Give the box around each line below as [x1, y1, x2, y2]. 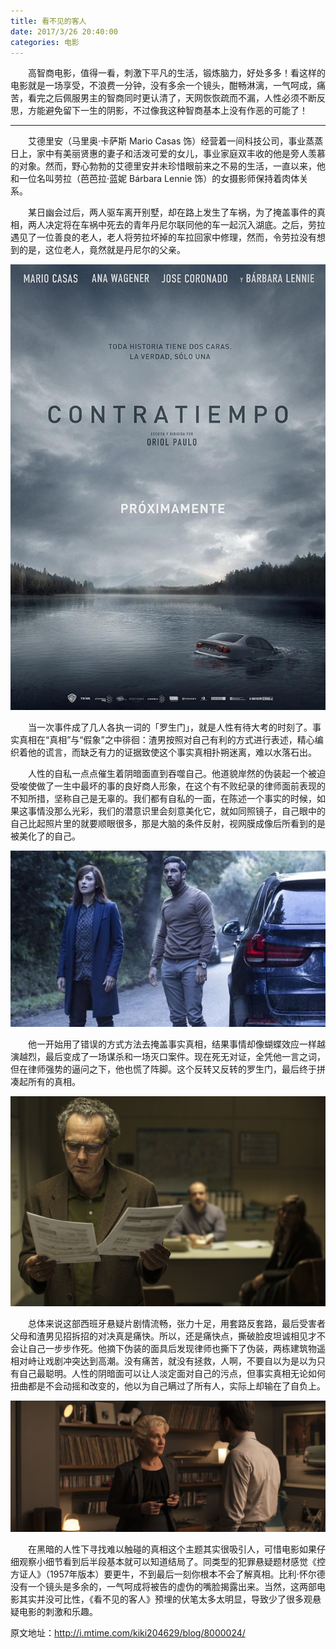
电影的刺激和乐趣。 [18, 1606, 98, 1618]
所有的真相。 [27, 1076, 81, 1088]
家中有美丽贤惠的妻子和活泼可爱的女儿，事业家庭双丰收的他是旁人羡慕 [36, 148, 326, 160]
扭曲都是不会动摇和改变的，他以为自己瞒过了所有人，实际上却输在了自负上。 [10, 1380, 326, 1392]
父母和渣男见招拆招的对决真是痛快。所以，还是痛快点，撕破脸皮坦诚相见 [10, 1330, 308, 1342]
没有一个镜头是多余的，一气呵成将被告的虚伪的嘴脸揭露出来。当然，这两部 [10, 1581, 317, 1593]
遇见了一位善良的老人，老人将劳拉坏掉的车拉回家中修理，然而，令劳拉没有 [10, 231, 317, 244]
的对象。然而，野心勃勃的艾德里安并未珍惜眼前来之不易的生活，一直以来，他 [10, 160, 326, 172]
